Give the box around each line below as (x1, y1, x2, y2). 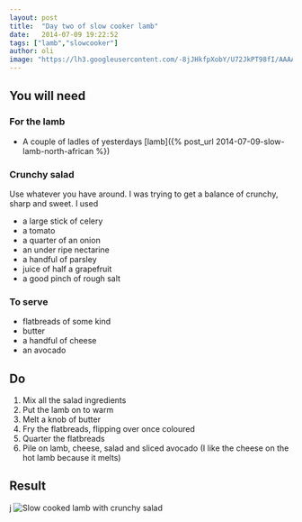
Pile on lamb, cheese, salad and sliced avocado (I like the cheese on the (22, 443, 289, 453)
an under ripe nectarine (22, 244, 111, 255)
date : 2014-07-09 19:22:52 (9, 30, 119, 39)
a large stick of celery (22, 215, 103, 226)
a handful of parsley (22, 253, 97, 264)
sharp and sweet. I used (9, 197, 99, 208)
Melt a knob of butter (22, 414, 102, 425)
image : (9, 55, 34, 64)
